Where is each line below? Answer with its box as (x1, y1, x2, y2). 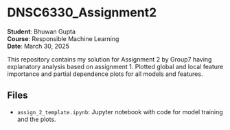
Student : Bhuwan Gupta (7, 27, 76, 36)
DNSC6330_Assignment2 (7, 5, 157, 21)
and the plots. (16, 115, 56, 123)
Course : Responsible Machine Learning (7, 34, 119, 42)
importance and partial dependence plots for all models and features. (7, 70, 203, 78)
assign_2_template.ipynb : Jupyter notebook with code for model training (16, 107, 223, 116)
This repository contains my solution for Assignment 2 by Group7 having (7, 55, 212, 63)
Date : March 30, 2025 (7, 42, 70, 50)
